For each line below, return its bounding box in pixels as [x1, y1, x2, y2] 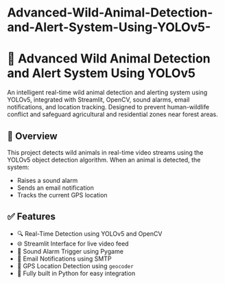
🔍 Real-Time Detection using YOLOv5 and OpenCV [16, 229, 163, 238]
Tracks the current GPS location [16, 190, 108, 199]
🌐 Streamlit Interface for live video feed [16, 239, 129, 248]
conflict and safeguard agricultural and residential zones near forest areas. [7, 110, 218, 118]
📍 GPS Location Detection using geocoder [16, 261, 134, 270]
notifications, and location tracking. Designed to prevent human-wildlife [7, 103, 210, 111]
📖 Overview [7, 130, 58, 142]
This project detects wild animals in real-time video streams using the [7, 148, 204, 156]
